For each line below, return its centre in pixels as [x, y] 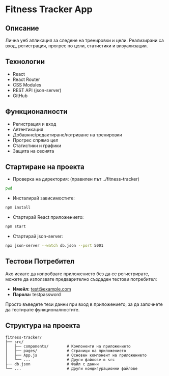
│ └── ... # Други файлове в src [60, 360]
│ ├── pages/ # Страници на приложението [66, 351]
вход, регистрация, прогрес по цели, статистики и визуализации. [77, 46]
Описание [22, 28]
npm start [16, 227]
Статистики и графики [37, 146]
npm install [18, 208]
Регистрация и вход [34, 124]
